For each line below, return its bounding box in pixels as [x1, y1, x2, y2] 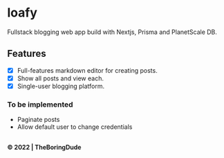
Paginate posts [17, 116, 60, 124]
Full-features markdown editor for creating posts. [17, 66, 158, 74]
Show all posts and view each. [17, 74, 104, 82]
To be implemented [7, 99, 74, 109]
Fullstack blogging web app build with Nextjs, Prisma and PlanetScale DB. [7, 28, 218, 36]
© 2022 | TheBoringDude [7, 143, 82, 151]
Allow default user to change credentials [17, 123, 133, 131]
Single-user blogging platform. [17, 82, 105, 90]
